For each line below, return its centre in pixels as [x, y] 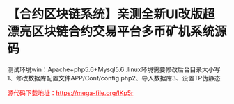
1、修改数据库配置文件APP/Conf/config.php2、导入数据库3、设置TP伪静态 [114, 78]
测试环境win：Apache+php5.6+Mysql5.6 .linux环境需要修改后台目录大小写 [114, 69]
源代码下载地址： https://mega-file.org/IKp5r [70, 93]
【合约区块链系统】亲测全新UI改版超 [111, 14]
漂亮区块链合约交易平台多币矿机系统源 [117, 32]
